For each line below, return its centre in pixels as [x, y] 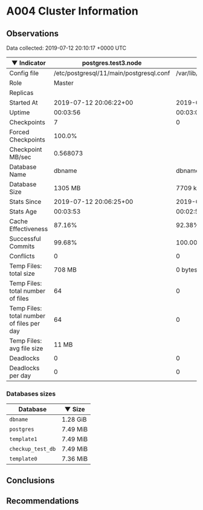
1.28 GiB [74, 420]
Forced [19, 132]
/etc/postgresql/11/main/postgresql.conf [112, 73]
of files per [25, 323]
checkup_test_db [33, 449]
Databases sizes [31, 393]
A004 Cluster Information [72, 11]
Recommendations [43, 501]
